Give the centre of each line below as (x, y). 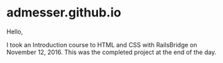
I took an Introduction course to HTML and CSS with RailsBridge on (102, 45)
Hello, (15, 32)
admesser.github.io (64, 13)
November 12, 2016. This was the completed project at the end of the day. (111, 52)
